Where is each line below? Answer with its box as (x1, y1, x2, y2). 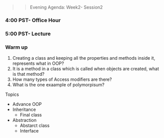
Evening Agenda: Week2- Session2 (29, 5, 103, 10)
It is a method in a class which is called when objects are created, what (12, 66, 159, 72)
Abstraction (12, 117, 36, 123)
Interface (19, 128, 39, 134)
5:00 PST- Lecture (5, 30, 51, 37)
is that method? (12, 71, 45, 77)
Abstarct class (19, 122, 50, 128)
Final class (19, 112, 42, 118)
